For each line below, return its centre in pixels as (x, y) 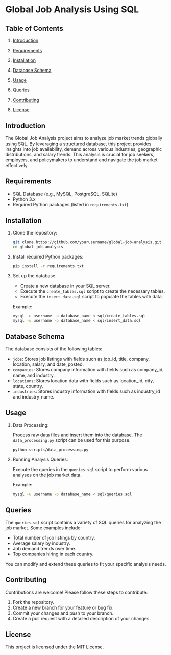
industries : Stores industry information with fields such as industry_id (86, 391)
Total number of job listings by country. (54, 538)
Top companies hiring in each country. (53, 554)
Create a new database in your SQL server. (65, 286)
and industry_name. (33, 396)
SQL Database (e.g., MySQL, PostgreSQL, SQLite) (65, 194)
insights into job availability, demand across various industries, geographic (84, 149)
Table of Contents (34, 28)
